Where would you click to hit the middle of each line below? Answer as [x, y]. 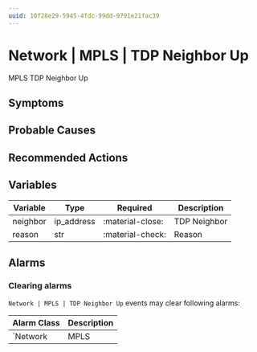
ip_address [75, 221]
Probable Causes [52, 131]
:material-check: [135, 234]
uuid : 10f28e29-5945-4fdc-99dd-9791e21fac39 [84, 16]
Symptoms [36, 102]
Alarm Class [36, 323]
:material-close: [133, 221]
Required [135, 207]
